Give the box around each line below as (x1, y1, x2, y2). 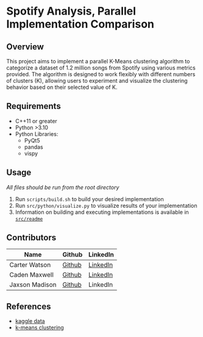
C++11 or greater (15, 117, 58, 124)
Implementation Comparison (6, 17, 154, 31)
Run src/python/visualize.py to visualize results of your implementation (15, 202, 198, 209)
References (6, 301, 51, 311)
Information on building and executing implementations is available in (15, 208, 189, 216)
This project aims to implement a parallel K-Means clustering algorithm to (6, 58, 190, 65)
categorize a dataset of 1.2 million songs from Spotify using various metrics (6, 64, 196, 71)
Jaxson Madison (9, 280, 57, 289)
